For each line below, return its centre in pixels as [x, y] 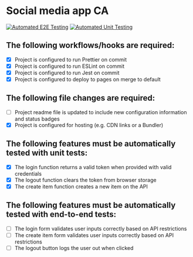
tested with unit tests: [47, 153]
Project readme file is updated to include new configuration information [101, 112]
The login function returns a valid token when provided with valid [93, 167]
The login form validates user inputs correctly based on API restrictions [101, 228]
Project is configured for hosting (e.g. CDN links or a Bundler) [89, 125]
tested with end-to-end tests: [61, 215]
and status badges [37, 119]
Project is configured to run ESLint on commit [70, 66]
